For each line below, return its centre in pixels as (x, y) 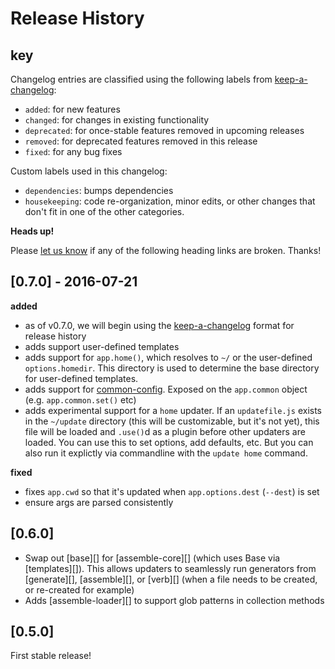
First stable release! (51, 656)
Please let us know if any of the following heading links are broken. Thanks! (166, 250)
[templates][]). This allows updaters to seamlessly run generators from (170, 568)
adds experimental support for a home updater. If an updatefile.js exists (173, 410)
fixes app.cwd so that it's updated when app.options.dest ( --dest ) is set (172, 491)
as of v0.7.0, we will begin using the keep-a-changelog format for (159, 325)
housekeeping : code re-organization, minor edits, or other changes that (170, 201)
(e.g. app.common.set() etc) (80, 399)
